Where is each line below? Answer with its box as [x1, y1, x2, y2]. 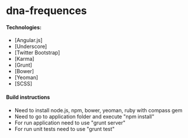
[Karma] [14, 56, 34, 63]
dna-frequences [6, 4, 88, 18]
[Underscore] [14, 43, 47, 50]
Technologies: [6, 23, 42, 30]
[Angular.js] [14, 37, 43, 44]
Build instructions [6, 94, 50, 101]
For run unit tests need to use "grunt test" [14, 125, 115, 132]
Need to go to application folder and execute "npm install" [14, 113, 155, 120]
